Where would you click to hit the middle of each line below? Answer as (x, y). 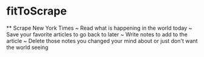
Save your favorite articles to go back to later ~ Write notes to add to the (97, 34)
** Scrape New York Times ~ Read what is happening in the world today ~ (99, 28)
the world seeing (27, 47)
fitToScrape (37, 11)
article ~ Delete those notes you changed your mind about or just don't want (102, 41)
